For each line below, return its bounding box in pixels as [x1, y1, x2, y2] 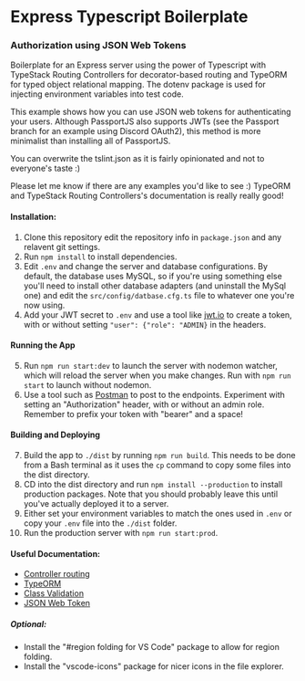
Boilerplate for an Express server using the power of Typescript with [10, 59, 267, 70]
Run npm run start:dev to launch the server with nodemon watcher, [23, 360, 279, 371]
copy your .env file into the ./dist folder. [23, 518, 178, 529]
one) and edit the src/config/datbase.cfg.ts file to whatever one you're [23, 289, 295, 300]
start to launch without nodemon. [23, 379, 152, 390]
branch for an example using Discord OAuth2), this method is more [10, 126, 261, 137]
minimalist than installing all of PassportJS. [10, 135, 171, 147]
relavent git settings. [23, 241, 101, 252]
